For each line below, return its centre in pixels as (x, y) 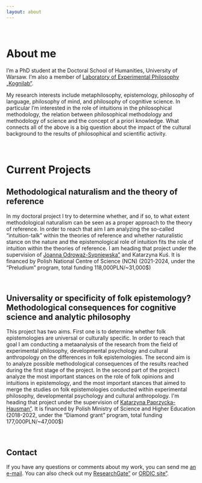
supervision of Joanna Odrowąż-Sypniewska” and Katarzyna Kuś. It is (93, 254)
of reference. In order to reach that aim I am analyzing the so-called (90, 229)
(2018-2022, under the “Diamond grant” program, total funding (84, 415)
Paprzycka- (161, 402)
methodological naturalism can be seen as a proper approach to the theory (99, 222)
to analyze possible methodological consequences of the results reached (97, 364)
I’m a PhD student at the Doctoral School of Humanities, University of (92, 70)
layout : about (24, 12)
